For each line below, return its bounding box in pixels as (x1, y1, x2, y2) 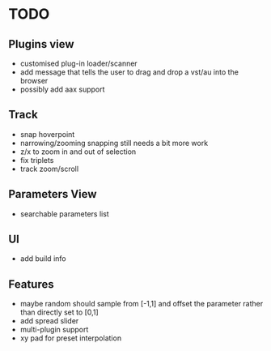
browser (19, 76, 49, 85)
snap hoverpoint (19, 129, 75, 139)
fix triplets (19, 155, 54, 165)
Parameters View (8, 187, 97, 201)
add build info (19, 254, 66, 263)
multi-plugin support (19, 325, 89, 335)
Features (8, 277, 54, 291)
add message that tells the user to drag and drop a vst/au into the (19, 67, 239, 77)
